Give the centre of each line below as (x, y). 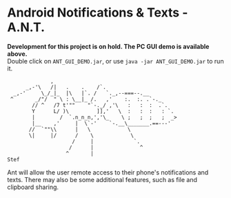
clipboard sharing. (33, 187)
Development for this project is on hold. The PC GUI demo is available (108, 46)
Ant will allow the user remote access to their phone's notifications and (108, 172)
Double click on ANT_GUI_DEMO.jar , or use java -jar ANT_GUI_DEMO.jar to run (115, 61)
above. (17, 54)
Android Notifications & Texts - (98, 13)
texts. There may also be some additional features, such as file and (102, 179)
